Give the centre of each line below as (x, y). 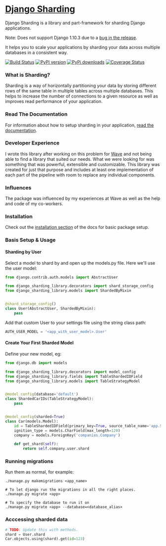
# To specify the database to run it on (47, 503)
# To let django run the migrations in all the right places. (70, 490)
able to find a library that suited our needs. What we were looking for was (80, 159)
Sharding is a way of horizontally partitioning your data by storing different (81, 86)
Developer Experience (32, 143)
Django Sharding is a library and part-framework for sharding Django (75, 23)
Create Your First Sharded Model (40, 343)
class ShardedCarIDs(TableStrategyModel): (49, 399)
